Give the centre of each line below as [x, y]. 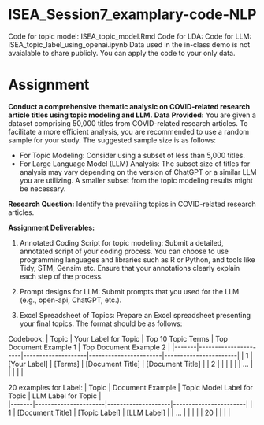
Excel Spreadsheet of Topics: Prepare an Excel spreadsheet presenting [135, 315]
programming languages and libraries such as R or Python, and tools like [138, 259]
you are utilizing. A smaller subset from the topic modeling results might [136, 180]
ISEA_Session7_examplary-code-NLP [132, 15]
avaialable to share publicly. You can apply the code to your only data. [122, 53]
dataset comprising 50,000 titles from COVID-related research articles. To [128, 123]
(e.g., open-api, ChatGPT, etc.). [71, 300]
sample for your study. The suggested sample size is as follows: [112, 140]
